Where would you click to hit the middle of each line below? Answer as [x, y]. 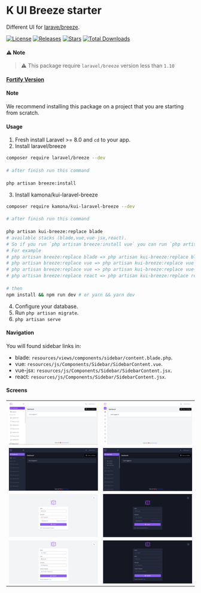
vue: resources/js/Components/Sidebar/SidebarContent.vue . [89, 364]
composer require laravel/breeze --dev [56, 158]
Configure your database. [46, 306]
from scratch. [23, 113]
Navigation [20, 332]
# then [14, 288]
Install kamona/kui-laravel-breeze [56, 195]
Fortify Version [25, 79]
